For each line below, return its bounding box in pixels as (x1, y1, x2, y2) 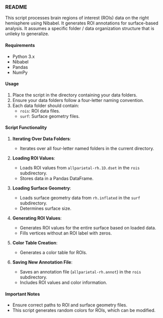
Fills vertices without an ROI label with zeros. (19, 230, 112, 236)
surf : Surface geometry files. (19, 113, 80, 119)
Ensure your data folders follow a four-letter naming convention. (12, 97, 145, 103)
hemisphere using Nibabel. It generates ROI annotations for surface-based (5, 20, 159, 26)
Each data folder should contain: (12, 102, 79, 108)
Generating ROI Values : (12, 215, 62, 221)
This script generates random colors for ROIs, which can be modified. (12, 307, 156, 313)
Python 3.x (12, 53, 35, 59)
